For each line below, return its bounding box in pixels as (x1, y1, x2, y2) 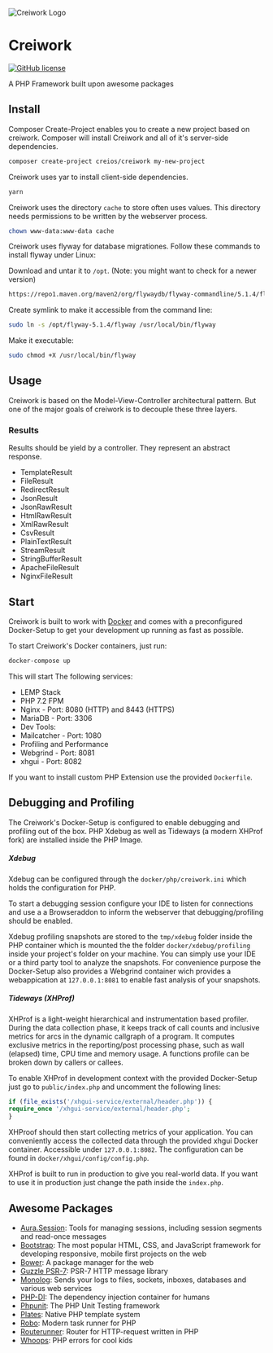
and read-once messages (19, 1231, 107, 1241)
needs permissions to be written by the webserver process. (8, 211, 208, 221)
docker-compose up (8, 657, 71, 665)
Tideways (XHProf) (8, 994, 75, 1004)
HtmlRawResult (19, 511, 71, 521)
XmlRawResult (19, 520, 69, 529)
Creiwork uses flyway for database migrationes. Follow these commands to (8, 241, 261, 252)
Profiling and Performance (19, 739, 109, 749)
